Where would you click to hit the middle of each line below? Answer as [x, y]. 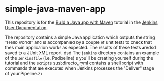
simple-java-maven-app [55, 9]
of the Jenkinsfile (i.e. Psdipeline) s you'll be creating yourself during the [79, 58]
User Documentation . [26, 27]
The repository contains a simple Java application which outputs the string [80, 37]
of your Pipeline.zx [24, 73]
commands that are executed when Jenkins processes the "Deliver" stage [80, 68]
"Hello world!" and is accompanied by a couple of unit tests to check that [79, 42]
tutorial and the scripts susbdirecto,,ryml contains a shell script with [74, 63]
